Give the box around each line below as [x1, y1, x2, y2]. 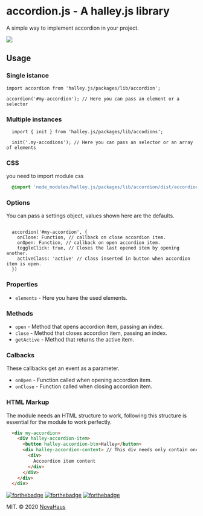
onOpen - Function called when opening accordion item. [14, 377, 152, 384]
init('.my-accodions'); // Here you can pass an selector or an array [11, 139, 193, 145]
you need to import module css [6, 173, 84, 180]
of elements [6, 144, 36, 151]
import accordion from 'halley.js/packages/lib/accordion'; [6, 85, 161, 91]
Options [6, 199, 30, 207]
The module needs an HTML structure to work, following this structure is [6, 412, 187, 419]
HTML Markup [6, 398, 50, 406]
